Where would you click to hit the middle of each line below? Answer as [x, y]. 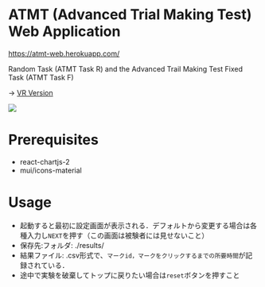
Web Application [64, 31]
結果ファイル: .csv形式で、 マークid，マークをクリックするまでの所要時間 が [132, 255]
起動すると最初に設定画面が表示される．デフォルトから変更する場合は [135, 225]
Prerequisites [54, 140]
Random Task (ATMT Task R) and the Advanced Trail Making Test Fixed [126, 68]
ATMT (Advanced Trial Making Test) [130, 15]
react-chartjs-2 [45, 161]
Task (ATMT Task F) [41, 77]
